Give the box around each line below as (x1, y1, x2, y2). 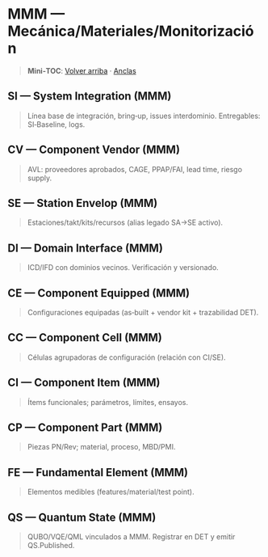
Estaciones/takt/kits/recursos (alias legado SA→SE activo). (27, 217, 224, 227)
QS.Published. (27, 541, 75, 551)
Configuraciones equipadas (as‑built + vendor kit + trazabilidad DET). (27, 308, 259, 317)
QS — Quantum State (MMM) (7, 510, 157, 524)
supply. (27, 173, 52, 183)
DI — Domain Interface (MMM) (7, 241, 163, 255)
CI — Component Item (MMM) (7, 376, 161, 390)
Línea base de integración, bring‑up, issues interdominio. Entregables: (27, 111, 261, 120)
